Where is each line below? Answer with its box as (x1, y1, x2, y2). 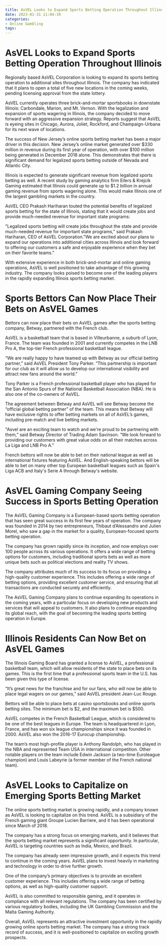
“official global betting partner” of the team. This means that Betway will (5, 406, 153, 412)
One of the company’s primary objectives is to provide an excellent (5, 873, 142, 879)
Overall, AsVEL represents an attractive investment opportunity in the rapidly (5, 918, 162, 925)
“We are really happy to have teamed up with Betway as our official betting (5, 355, 158, 361)
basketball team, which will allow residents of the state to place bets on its (5, 665, 157, 671)
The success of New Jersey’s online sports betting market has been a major (5, 136, 161, 142)
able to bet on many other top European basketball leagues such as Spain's (5, 463, 160, 469)
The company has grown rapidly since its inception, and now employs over (5, 543, 159, 549)
